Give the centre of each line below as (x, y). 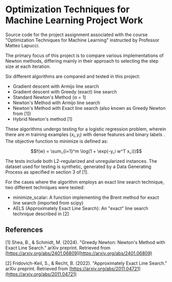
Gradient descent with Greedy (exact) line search (65, 91)
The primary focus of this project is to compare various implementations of (84, 55)
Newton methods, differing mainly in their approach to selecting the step (82, 61)
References (24, 230)
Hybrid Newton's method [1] (43, 119)
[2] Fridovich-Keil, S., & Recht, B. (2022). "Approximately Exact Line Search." (86, 263)
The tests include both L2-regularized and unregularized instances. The (81, 161)
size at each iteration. (28, 66)
